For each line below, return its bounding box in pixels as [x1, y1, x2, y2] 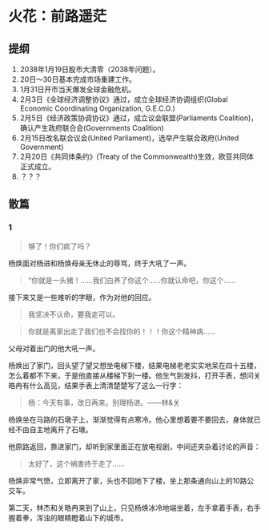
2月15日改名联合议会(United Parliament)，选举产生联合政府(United [19, 133, 239, 143]
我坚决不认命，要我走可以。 [27, 310, 120, 319]
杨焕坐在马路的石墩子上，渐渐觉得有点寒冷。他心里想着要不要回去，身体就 [8, 415, 254, 424]
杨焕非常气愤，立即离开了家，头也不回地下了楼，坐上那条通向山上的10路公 [8, 475, 255, 485]
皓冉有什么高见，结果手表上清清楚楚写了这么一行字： [8, 380, 184, 390]
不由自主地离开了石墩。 [14, 424, 93, 434]
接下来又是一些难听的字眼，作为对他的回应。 [8, 292, 156, 301]
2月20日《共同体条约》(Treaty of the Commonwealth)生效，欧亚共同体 [19, 152, 255, 161]
